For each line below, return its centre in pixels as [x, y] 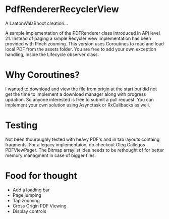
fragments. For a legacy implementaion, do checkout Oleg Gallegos [75, 144]
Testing [21, 125]
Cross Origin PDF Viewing [39, 206]
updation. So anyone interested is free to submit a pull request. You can [79, 99]
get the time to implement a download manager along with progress [76, 94]
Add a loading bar [31, 190]
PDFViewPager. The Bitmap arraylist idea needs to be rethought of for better [84, 150]
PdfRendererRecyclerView [62, 9]
